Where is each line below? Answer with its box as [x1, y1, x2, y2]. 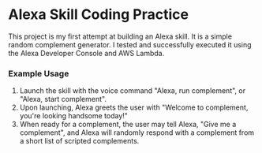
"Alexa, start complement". [19, 95, 107, 104]
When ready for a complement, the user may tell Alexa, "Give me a [19, 120, 237, 129]
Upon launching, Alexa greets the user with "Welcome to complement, [19, 103, 249, 112]
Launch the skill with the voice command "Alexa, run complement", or [19, 86, 246, 95]
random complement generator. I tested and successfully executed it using [8, 39, 252, 49]
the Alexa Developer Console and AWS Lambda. [8, 48, 165, 58]
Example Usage [8, 68, 69, 79]
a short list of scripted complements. [19, 136, 140, 146]
